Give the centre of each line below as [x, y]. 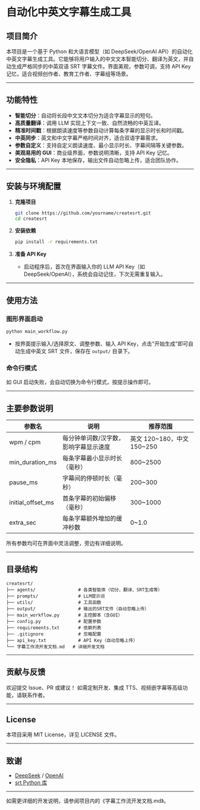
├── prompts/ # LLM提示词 [56, 596]
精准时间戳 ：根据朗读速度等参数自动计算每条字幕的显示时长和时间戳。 [101, 130]
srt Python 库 [31, 783]
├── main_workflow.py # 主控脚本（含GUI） [65, 615]
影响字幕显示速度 [86, 447]
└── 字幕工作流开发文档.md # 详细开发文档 [56, 647]
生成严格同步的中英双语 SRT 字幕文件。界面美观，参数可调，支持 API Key [101, 66]
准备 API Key [30, 254]
